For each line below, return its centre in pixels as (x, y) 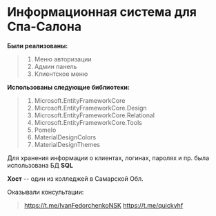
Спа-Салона (44, 27)
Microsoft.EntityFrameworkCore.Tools (88, 122)
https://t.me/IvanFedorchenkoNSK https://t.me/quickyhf (104, 205)
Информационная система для (102, 12)
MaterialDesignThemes (67, 144)
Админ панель (56, 66)
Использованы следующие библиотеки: (68, 87)
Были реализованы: (38, 46)
